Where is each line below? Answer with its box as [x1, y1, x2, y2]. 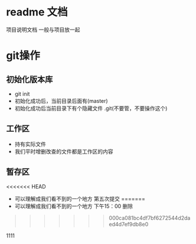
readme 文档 [6, 5, 68, 19]
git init [14, 90, 30, 97]
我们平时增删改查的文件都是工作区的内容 [14, 148, 113, 155]
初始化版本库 [6, 74, 53, 84]
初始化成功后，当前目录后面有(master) [14, 97, 108, 104]
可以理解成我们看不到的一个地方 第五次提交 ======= [14, 195, 146, 202]
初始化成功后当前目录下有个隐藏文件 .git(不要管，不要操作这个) [14, 105, 168, 112]
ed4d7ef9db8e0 [109, 220, 149, 227]
